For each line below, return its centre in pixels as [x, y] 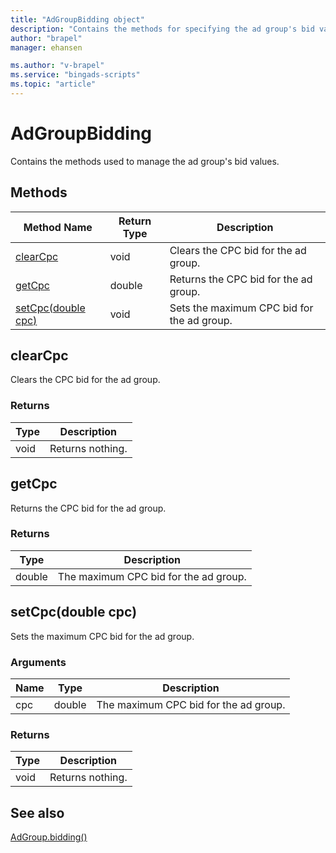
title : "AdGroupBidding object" [77, 19]
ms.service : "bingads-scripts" [75, 75]
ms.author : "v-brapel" [57, 66]
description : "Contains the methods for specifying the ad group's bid [162, 29]
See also [37, 812]
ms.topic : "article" [53, 84]
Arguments [38, 662]
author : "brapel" [46, 38]
